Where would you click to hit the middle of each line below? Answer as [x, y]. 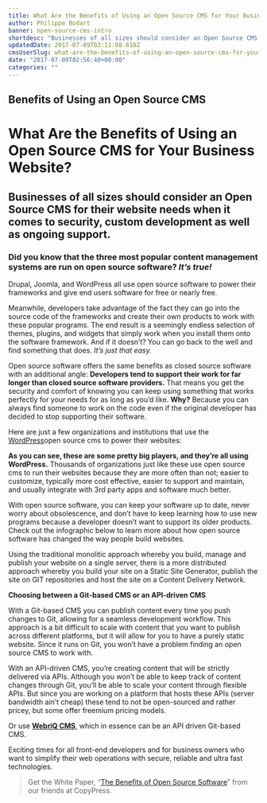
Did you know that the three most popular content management [133, 257]
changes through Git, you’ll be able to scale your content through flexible [128, 685]
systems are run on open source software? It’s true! [110, 267]
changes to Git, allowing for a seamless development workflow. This [120, 619]
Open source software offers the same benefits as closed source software [130, 366]
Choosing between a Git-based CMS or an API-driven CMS [107, 595]
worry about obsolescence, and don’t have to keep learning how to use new [133, 513]
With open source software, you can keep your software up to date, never [129, 505]
